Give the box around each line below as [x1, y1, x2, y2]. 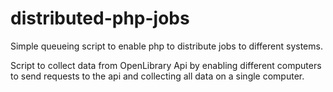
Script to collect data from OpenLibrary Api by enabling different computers [10, 59, 322, 71]
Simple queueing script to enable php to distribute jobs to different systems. [10, 40, 323, 52]
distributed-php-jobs [10, 7, 190, 30]
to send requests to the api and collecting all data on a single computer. [10, 70, 305, 82]
